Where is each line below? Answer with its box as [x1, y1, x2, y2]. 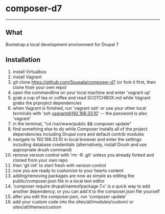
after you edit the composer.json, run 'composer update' [12, 193, 127, 199]
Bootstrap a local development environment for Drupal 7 [5, 41, 119, 47]
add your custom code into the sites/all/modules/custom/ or [12, 199, 134, 205]
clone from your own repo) [12, 84, 67, 90]
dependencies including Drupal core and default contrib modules [12, 131, 144, 137]
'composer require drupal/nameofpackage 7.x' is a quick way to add [12, 183, 150, 189]
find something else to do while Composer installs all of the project [12, 126, 148, 132]
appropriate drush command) [12, 146, 72, 152]
